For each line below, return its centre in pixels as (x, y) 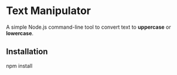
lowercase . (20, 33)
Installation (27, 52)
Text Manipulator (48, 11)
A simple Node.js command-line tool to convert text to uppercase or (88, 27)
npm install (19, 66)
